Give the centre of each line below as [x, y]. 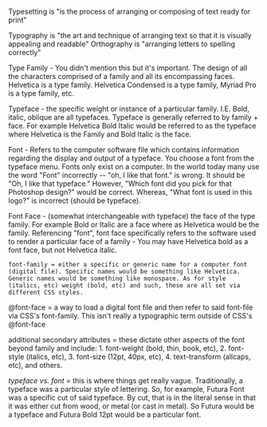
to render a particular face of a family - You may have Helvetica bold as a [128, 241]
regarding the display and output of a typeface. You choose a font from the [132, 158]
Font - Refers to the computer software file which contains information [124, 150]
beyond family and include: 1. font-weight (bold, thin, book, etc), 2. [118, 348]
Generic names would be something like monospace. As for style [117, 279]
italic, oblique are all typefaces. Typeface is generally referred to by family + [133, 117]
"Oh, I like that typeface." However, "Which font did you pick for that [120, 184]
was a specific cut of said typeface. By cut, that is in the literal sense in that [132, 397]
